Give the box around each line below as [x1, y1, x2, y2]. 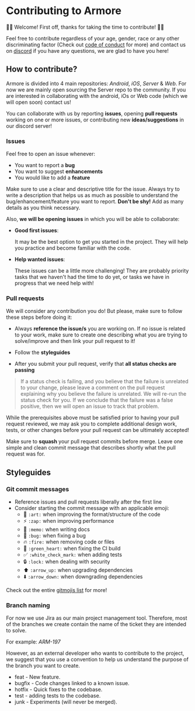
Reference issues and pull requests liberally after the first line [14, 498, 162, 505]
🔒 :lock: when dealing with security [23, 558, 110, 565]
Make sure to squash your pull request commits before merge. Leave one [6, 438, 183, 445]
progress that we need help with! [14, 280, 95, 287]
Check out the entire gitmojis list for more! [6, 587, 107, 594]
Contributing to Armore [6, 4, 121, 18]
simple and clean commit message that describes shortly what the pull [6, 444, 176, 451]
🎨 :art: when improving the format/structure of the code [23, 511, 161, 518]
